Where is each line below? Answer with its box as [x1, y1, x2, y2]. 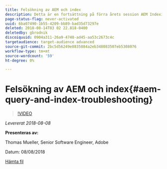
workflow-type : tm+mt [5, 49, 50, 54]
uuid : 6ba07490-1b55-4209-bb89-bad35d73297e [5, 21, 99, 26]
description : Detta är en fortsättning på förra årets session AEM [5, 12, 148, 17]
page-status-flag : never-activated [5, 16, 79, 21]
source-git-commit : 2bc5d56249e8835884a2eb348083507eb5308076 [5, 44, 137, 49]
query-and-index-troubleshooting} [5, 94, 153, 106]
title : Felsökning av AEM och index [5, 7, 81, 12]
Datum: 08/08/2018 [5, 149, 45, 155]
